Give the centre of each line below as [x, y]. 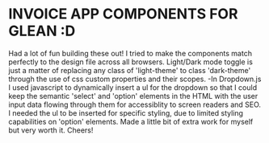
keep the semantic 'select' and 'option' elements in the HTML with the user [133, 96]
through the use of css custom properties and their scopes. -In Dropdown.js [135, 79]
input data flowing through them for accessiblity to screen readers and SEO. [134, 104]
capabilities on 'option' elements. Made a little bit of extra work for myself [131, 121]
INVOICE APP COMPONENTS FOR [123, 14]
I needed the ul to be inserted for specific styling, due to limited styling [126, 112]
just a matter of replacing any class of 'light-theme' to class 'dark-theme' [130, 70]
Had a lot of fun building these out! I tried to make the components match [130, 53]
